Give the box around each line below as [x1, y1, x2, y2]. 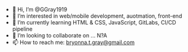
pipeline [12, 25, 33, 32]
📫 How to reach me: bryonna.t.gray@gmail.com [12, 39, 135, 46]
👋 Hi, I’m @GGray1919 [12, 6, 68, 13]
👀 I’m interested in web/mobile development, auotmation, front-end [12, 12, 182, 20]
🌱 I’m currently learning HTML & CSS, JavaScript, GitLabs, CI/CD [12, 19, 176, 26]
